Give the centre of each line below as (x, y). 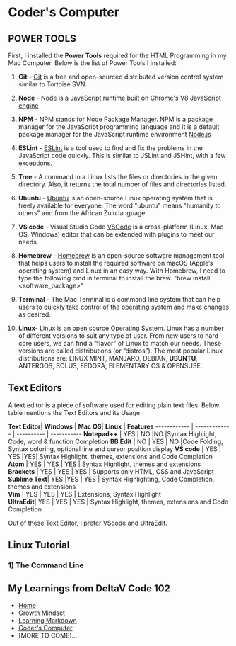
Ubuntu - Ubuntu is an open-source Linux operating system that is (115, 198)
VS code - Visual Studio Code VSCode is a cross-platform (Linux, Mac (121, 227)
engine (28, 106)
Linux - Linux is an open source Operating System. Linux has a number (121, 328)
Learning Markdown (47, 620)
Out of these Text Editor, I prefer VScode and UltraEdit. (88, 523)
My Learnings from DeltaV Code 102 (89, 588)
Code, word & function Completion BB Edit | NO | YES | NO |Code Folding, (116, 441)
